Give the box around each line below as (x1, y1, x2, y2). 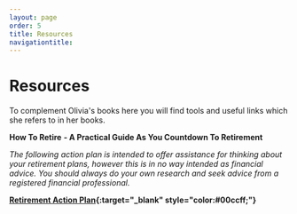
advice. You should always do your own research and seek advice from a (9, 168, 279, 178)
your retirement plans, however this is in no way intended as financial (9, 159, 263, 170)
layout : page (9, 12, 58, 22)
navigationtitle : (9, 37, 74, 47)
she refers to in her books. (9, 115, 106, 125)
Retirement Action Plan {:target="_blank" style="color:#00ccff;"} (9, 194, 257, 205)
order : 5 (9, 21, 42, 30)
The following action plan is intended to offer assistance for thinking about (9, 149, 283, 160)
